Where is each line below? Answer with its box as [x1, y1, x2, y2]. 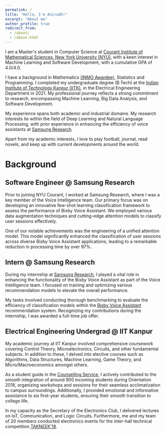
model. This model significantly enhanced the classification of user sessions [5, 233, 161, 239]
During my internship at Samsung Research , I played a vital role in [5, 271, 140, 277]
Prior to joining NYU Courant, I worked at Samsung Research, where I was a [5, 191, 160, 197]
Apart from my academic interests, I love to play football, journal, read [5, 136, 148, 142]
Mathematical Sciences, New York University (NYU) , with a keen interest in [5, 54, 158, 60]
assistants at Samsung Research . [5, 126, 73, 132]
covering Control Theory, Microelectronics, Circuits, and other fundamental [5, 346, 159, 352]
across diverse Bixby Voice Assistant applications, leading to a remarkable [5, 238, 157, 244]
